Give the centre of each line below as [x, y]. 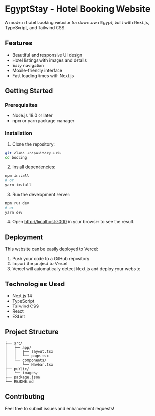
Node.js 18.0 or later [32, 115]
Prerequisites [21, 105]
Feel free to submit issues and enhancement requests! [60, 408]
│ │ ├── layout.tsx [29, 352]
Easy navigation [28, 65]
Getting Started [29, 91]
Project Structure [32, 332]
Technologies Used [35, 284]
